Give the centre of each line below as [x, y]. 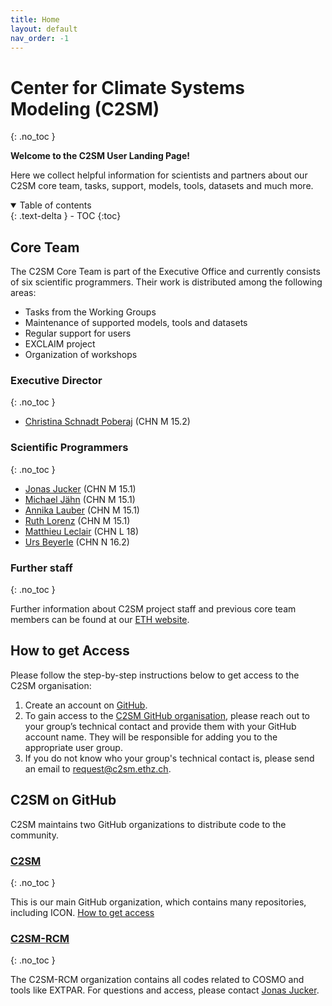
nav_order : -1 [40, 38]
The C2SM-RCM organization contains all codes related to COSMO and [157, 980]
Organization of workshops [81, 355]
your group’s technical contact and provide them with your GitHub [160, 726]
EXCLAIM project [60, 344]
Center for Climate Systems [128, 87]
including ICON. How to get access [82, 912]
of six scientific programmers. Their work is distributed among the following [166, 282]
